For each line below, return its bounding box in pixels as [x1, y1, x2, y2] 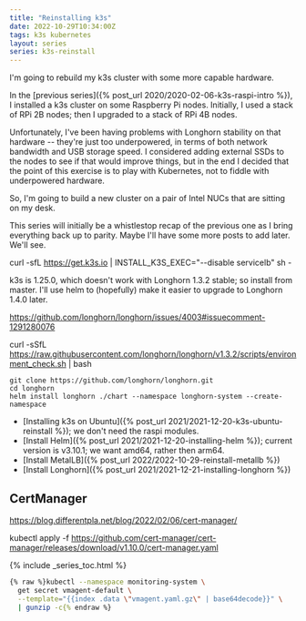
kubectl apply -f [9, 532, 70, 543]
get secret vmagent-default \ [17, 585, 132, 595]
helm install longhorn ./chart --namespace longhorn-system [9, 392, 243, 402]
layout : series [9, 38, 67, 48]
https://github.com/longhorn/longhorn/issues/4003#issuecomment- [9, 311, 266, 323]
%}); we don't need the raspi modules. [54, 425, 199, 437]
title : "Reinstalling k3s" [9, 13, 112, 23]
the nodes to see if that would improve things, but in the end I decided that [9, 156, 290, 167]
